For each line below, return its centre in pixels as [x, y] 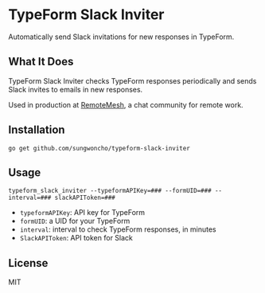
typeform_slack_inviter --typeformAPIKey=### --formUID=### [110, 191]
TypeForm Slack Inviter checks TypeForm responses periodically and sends [132, 80]
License [28, 263]
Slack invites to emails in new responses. [76, 89]
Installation [37, 130]
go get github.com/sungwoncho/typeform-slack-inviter [99, 148]
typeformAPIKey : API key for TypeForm [82, 213]
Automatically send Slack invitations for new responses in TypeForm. [121, 37]
